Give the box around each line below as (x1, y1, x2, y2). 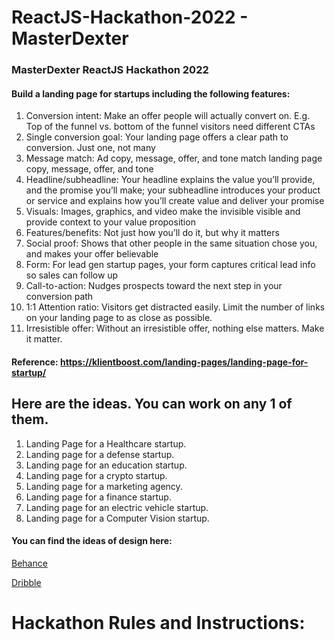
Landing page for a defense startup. (25, 448, 175, 460)
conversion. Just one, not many (25, 142, 156, 154)
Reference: (11, 356, 59, 368)
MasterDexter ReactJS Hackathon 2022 (11, 63, 209, 77)
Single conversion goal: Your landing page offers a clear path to (25, 131, 289, 143)
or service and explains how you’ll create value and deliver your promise (25, 195, 325, 207)
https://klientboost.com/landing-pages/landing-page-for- (59, 356, 309, 368)
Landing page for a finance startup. (25, 491, 172, 503)
